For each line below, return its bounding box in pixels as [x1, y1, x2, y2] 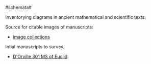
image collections [12, 34, 50, 40]
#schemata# [5, 5, 32, 10]
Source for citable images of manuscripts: [5, 24, 93, 30]
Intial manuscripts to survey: [5, 44, 65, 50]
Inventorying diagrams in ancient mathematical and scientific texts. [5, 14, 146, 20]
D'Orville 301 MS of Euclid [12, 53, 68, 59]
